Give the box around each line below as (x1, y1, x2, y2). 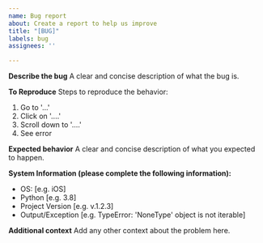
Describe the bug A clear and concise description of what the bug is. (8, 71, 240, 81)
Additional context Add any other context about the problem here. (8, 226, 231, 236)
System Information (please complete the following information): (8, 168, 232, 178)
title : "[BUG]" (8, 27, 60, 35)
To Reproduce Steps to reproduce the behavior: (8, 87, 168, 97)
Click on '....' (19, 111, 62, 122)
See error (19, 129, 53, 139)
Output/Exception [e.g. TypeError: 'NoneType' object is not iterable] (19, 210, 246, 220)
